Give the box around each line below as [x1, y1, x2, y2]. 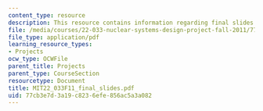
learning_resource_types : [8, 41, 92, 48]
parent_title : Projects [8, 63, 86, 70]
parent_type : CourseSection [8, 70, 100, 77]
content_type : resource [8, 11, 86, 20]
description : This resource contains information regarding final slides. [8, 19, 258, 27]
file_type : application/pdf [8, 33, 100, 41]
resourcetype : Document [8, 77, 86, 84]
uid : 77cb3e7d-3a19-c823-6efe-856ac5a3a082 [8, 91, 153, 99]
